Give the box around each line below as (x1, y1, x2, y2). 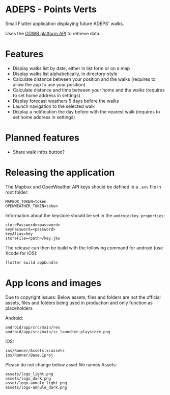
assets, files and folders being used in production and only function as (5, 299, 153, 306)
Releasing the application (5, 167, 115, 178)
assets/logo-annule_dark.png (5, 385, 67, 390)
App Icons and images (5, 277, 102, 289)
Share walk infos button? (12, 149, 65, 155)
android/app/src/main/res (5, 324, 60, 330)
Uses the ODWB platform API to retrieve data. (5, 30, 101, 36)
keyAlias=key (5, 231, 33, 236)
